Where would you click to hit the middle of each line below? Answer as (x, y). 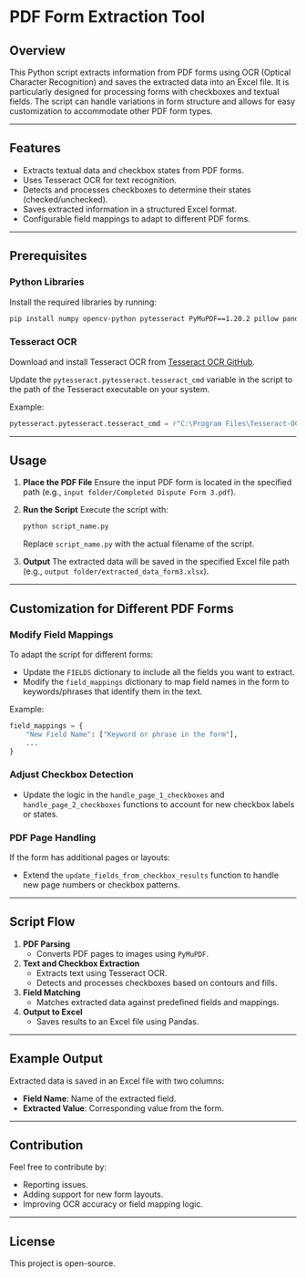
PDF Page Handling (53, 837)
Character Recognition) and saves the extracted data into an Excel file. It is (149, 82)
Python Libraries (47, 282)
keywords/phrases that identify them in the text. (112, 691)
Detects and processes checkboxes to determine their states (137, 190)
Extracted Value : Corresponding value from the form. (123, 1108)
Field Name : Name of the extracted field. (99, 1098)
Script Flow (42, 922)
